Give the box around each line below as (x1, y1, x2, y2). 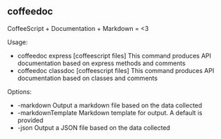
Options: (7, 87, 32, 95)
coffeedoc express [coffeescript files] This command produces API (17, 51, 212, 60)
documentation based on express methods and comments (17, 59, 186, 67)
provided (17, 116, 44, 124)
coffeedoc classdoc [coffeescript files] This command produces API (17, 66, 215, 74)
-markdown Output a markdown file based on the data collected (17, 101, 203, 110)
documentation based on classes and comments (17, 74, 158, 82)
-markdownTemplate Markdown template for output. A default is (17, 108, 203, 117)
